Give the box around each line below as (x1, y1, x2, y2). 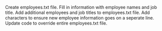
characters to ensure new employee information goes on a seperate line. (5, 15, 155, 20)
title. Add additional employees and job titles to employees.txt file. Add (5, 9, 150, 15)
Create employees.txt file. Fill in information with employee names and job (5, 4, 157, 10)
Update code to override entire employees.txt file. (5, 20, 108, 26)
